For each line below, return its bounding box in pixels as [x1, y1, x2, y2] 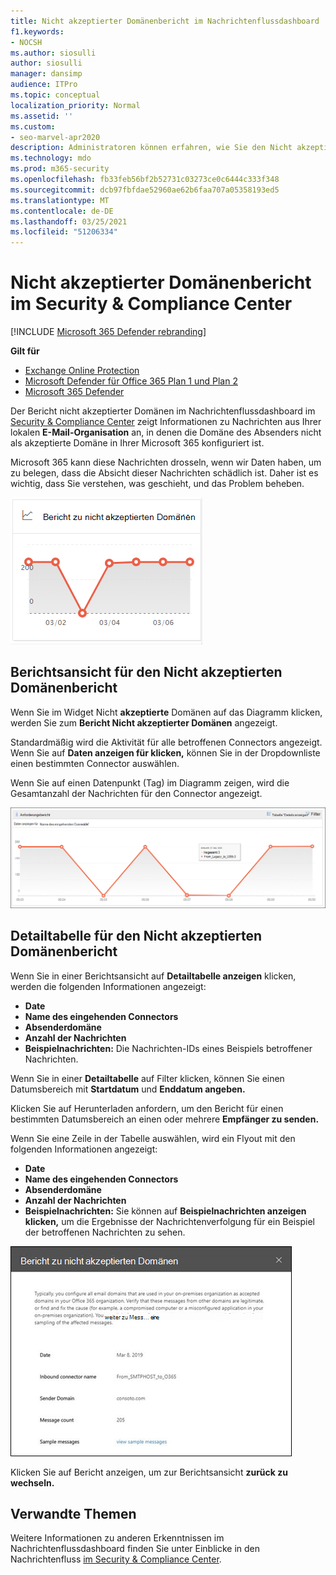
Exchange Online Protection [24, 365, 140, 377]
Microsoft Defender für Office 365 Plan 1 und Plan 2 [24, 375, 238, 387]
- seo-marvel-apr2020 [10, 132, 101, 142]
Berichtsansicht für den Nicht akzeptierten [10, 664, 283, 681]
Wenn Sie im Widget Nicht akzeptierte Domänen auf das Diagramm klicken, [10, 706, 323, 718]
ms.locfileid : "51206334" [10, 227, 118, 237]
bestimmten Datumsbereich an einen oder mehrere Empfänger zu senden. [10, 1113, 320, 1125]
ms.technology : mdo [10, 153, 92, 164]
